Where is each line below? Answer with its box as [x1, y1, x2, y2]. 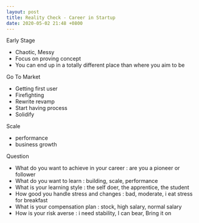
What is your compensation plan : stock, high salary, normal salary [15, 203, 182, 210]
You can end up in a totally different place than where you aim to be [15, 61, 185, 69]
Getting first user [15, 85, 58, 92]
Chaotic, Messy [15, 49, 55, 56]
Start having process [15, 105, 68, 112]
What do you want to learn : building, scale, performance [15, 177, 158, 185]
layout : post [6, 9, 40, 15]
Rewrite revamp [15, 98, 55, 105]
